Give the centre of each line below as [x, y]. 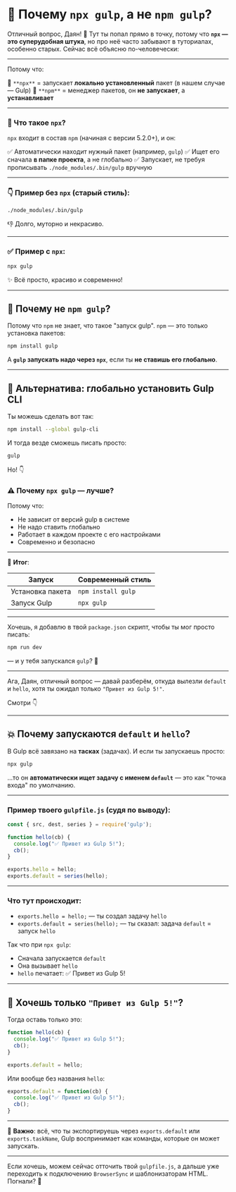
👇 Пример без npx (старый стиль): [68, 193]
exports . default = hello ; [45, 1065]
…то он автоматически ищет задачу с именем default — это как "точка [117, 778]
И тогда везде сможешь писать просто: [67, 443]
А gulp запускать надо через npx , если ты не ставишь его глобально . [112, 360]
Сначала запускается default [62, 959]
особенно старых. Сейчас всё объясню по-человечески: [93, 49]
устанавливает [31, 97]
